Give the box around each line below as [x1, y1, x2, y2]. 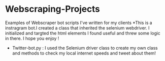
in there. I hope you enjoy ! [5, 35, 59, 41]
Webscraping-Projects [5, 3, 100, 15]
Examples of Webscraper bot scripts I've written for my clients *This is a [5, 20, 153, 26]
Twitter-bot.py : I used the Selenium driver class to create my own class [12, 45, 158, 51]
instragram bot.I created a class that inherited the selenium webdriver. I [5, 25, 150, 30]
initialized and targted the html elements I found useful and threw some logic [5, 30, 161, 36]
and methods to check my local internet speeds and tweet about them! [12, 50, 156, 56]
